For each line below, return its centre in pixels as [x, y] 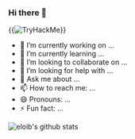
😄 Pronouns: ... [45, 99]
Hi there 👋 [28, 13]
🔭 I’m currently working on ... [67, 45]
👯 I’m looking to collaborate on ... [73, 62]
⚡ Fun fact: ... [41, 108]
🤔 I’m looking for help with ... [66, 71]
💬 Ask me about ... [50, 79]
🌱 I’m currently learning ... [62, 54]
